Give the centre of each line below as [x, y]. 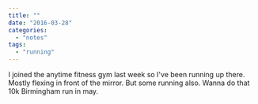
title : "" [25, 15]
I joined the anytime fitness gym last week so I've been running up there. [127, 74]
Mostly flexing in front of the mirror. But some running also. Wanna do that [129, 83]
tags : [17, 45]
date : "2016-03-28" [40, 23]
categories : [28, 30]
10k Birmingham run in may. [53, 91]
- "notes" [31, 37]
